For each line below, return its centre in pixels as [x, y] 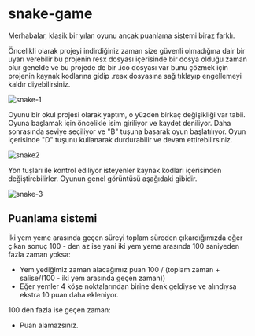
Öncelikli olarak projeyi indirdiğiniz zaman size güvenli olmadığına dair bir [127, 50]
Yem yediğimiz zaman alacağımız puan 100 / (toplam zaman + [120, 269]
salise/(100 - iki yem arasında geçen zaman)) [92, 278]
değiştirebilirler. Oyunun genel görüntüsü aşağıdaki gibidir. [103, 179]
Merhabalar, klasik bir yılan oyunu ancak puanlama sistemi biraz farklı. [122, 35]
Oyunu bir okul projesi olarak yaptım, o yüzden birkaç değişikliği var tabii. [127, 114]
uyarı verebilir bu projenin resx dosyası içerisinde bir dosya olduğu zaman [128, 59]
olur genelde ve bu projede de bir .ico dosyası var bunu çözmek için [118, 67]
